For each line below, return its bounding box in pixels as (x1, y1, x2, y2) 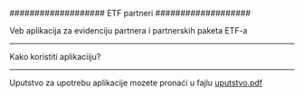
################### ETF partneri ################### (9, 8, 252, 18)
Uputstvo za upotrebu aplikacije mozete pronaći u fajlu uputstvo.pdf (9, 77, 263, 88)
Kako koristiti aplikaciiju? (9, 52, 101, 62)
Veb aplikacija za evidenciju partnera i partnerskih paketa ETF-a (9, 25, 248, 35)
